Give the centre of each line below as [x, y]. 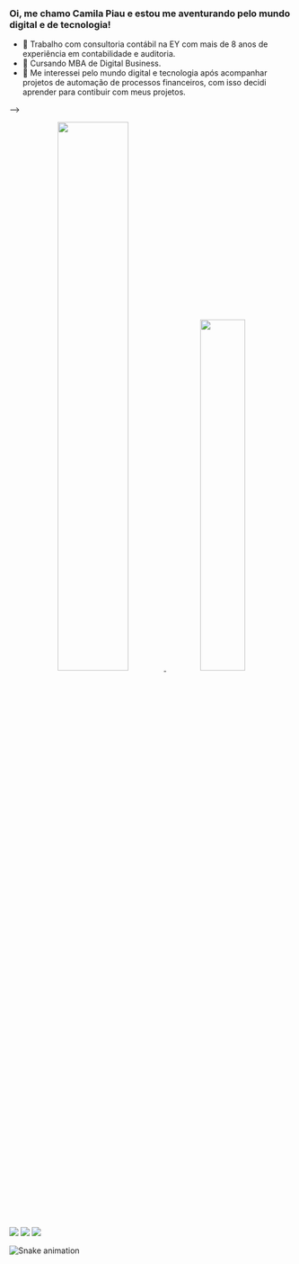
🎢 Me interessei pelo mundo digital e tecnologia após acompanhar [145, 73]
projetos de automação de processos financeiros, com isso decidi [144, 83]
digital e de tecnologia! [60, 24]
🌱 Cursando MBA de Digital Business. [92, 63]
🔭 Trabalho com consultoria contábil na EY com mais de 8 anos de [145, 44]
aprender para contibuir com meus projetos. [104, 92]
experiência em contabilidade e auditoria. [99, 54]
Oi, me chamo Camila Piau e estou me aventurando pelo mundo [150, 14]
